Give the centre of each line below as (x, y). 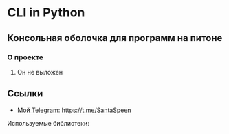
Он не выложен (40, 72)
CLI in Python (46, 13)
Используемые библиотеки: (48, 123)
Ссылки (25, 94)
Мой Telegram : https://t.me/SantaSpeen (74, 110)
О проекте (25, 57)
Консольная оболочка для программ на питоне (115, 38)
